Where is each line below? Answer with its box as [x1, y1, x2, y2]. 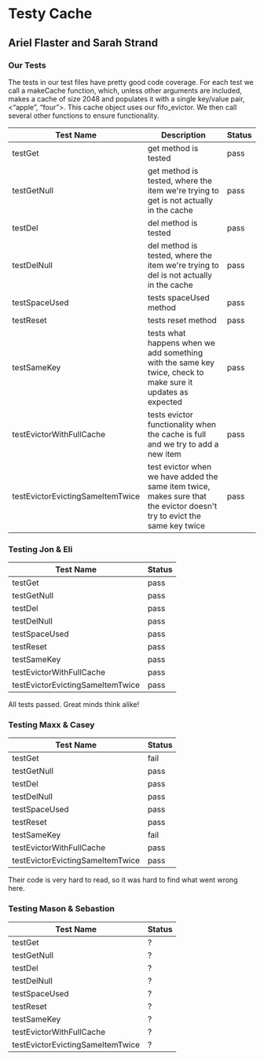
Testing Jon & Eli [8, 543, 73, 554]
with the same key [147, 357, 214, 368]
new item [147, 448, 182, 459]
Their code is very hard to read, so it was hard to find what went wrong [8, 875, 238, 885]
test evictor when [147, 461, 212, 472]
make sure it [147, 377, 193, 388]
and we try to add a [147, 438, 219, 449]
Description [160, 129, 206, 140]
